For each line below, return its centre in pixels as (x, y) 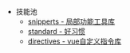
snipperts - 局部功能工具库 (71, 21)
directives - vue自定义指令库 (75, 41)
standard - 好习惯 (57, 31)
